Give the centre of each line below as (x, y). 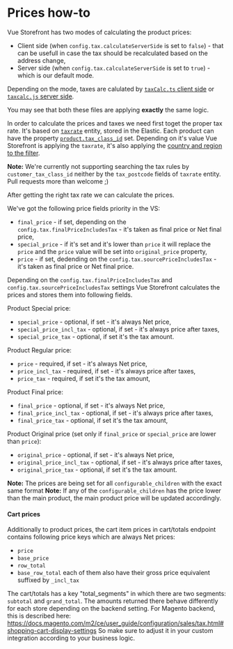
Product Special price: (39, 308)
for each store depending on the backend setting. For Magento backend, (111, 609)
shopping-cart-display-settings (52, 631)
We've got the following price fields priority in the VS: (84, 208)
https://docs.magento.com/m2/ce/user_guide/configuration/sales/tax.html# (115, 623)
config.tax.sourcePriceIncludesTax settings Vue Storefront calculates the (114, 287)
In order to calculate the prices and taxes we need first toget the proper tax (115, 123)
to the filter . (24, 153)
